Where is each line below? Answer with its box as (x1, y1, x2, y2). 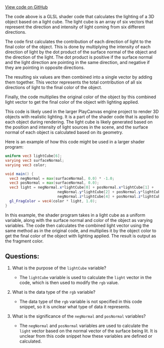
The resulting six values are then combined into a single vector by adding (5, 74, 153, 80)
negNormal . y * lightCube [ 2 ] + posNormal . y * (57, 190, 143, 195)
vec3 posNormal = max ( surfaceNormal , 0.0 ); (9, 180, 99, 185)
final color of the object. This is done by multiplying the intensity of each (5, 44, 151, 49)
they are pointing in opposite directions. (5, 65, 85, 70)
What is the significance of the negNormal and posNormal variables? (12, 313, 146, 319)
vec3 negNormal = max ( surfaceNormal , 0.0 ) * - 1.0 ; (9, 176, 115, 181)
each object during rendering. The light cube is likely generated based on (5, 119, 153, 125)
